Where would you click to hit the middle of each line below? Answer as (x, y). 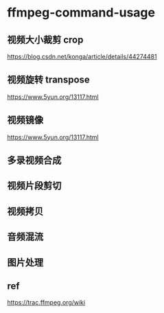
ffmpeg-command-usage (81, 13)
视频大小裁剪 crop (45, 39)
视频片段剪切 (34, 186)
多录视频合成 (34, 160)
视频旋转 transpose (49, 80)
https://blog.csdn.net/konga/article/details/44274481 (82, 57)
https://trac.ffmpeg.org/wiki (46, 303)
